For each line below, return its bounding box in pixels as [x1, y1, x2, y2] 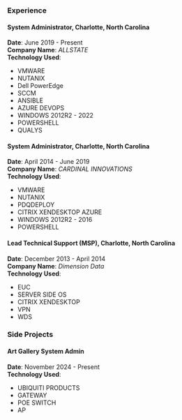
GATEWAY [17, 391, 47, 399]
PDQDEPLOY [17, 201, 55, 209]
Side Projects [7, 330, 54, 340]
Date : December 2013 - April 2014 [7, 254, 106, 263]
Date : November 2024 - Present [7, 362, 100, 371]
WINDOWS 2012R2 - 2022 [17, 111, 94, 120]
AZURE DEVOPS [17, 104, 65, 112]
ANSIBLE [17, 96, 44, 105]
